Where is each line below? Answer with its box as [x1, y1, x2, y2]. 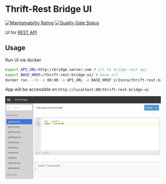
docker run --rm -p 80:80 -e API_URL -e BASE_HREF [5, 78, 112, 83]
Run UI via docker [5, 57, 41, 63]
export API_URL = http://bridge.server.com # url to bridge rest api [5, 67, 147, 72]
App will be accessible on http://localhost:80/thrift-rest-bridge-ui [5, 87, 149, 92]
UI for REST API [5, 29, 37, 35]
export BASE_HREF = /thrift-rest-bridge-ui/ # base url [5, 72, 119, 77]
